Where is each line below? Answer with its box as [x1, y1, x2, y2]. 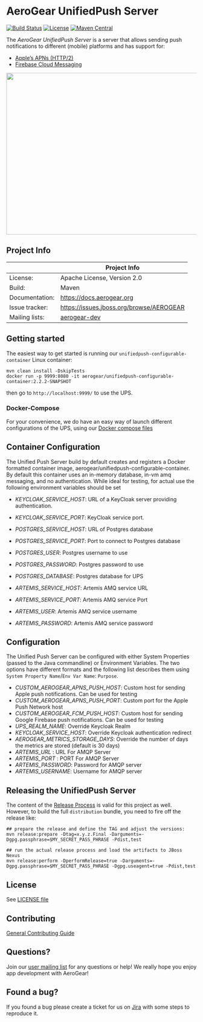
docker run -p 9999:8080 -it [6, 373, 80, 379]
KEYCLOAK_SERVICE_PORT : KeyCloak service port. [14, 513, 144, 521]
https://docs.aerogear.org [60, 293, 134, 301]
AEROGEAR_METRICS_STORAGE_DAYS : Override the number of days [14, 735, 188, 743]
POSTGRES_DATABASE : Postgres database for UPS [14, 572, 144, 579]
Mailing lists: [9, 313, 45, 321]
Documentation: [9, 293, 55, 301]
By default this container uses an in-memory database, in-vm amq [6, 471, 172, 478]
